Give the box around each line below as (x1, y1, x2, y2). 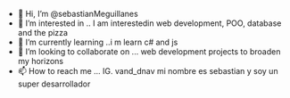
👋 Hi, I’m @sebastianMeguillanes (17, 9, 138, 19)
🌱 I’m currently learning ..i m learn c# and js (17, 37, 178, 47)
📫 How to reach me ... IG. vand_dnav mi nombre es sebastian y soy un (17, 66, 278, 76)
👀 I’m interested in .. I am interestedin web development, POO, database (17, 18, 282, 29)
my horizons (17, 56, 64, 66)
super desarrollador (17, 78, 91, 89)
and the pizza (17, 28, 69, 37)
